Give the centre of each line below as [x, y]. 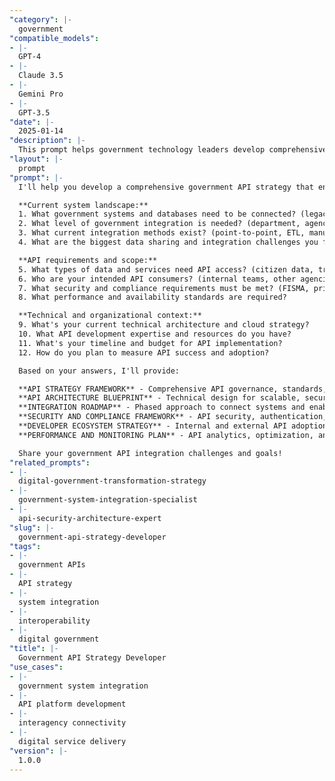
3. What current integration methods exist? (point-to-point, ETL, [162, 233]
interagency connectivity [72, 723]
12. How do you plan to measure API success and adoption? [144, 352]
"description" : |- [47, 141]
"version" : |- [39, 751]
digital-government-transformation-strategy [112, 481]
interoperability [54, 621]
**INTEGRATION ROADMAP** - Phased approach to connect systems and [162, 407]
